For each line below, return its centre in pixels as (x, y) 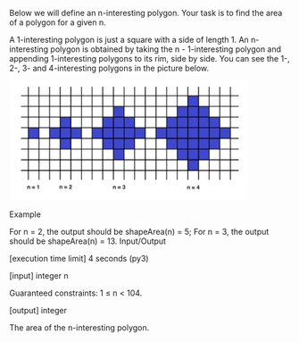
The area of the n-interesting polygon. (79, 328)
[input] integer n (39, 275)
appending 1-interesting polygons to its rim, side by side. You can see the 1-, (149, 58)
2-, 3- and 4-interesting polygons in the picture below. (109, 68)
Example (25, 214)
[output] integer (38, 310)
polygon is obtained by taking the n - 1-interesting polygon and (166, 49)
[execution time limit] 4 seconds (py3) (79, 259)
